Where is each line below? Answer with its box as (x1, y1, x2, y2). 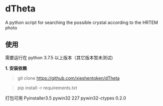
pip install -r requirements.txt (17, 85, 77, 91)
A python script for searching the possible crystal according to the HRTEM (5, 19, 159, 25)
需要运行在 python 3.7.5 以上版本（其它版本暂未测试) (5, 54, 113, 60)
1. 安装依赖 (5, 65, 27, 71)
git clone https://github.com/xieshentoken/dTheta (17, 75, 120, 81)
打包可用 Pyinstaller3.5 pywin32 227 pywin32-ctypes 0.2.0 (5, 95, 126, 101)
